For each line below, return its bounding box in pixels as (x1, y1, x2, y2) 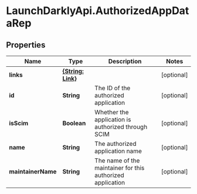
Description (108, 57, 142, 65)
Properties (6, 40, 46, 50)
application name (94, 147, 142, 155)
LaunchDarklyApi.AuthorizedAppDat (6, 4, 189, 18)
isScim (9, 119, 29, 127)
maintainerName (9, 168, 57, 175)
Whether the (94, 108, 129, 116)
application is (94, 115, 131, 124)
